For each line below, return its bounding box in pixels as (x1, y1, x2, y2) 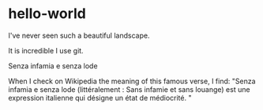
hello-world (8, 5, 87, 23)
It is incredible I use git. (8, 46, 85, 55)
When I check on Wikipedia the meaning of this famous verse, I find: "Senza (8, 76, 256, 86)
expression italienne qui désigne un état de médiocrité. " (8, 93, 192, 102)
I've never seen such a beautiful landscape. (8, 31, 150, 40)
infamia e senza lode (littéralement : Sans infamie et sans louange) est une (8, 84, 250, 94)
